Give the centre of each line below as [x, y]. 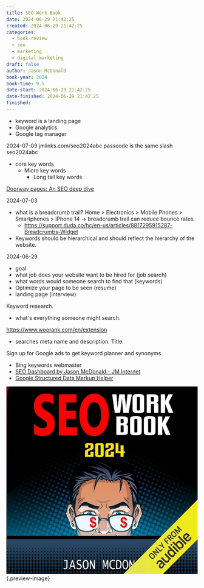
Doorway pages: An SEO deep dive [50, 188]
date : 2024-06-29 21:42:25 [40, 19]
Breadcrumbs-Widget [51, 232]
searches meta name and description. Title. [69, 341]
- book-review [29, 39]
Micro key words [45, 170]
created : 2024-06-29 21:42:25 [45, 26]
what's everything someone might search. [68, 317]
